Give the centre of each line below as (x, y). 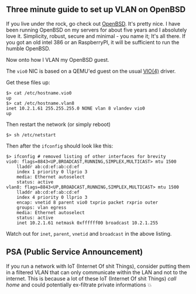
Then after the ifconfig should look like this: (60, 146)
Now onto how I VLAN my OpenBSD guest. (58, 60)
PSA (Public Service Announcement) (75, 252)
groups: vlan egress (42, 207)
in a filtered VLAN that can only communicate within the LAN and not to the (97, 272)
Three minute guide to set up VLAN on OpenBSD (96, 10)
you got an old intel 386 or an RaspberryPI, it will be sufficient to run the (93, 42)
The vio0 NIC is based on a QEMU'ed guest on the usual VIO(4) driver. (91, 71)
